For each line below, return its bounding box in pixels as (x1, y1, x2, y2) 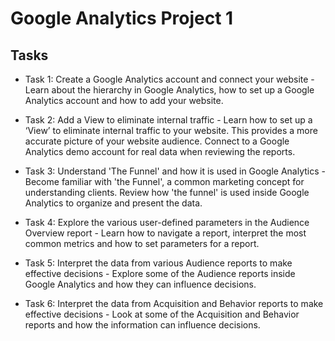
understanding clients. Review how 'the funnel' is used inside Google (24, 187, 310, 198)
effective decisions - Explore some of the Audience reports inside (24, 268, 296, 279)
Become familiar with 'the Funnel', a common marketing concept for (24, 176, 305, 187)
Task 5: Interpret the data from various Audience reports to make (24, 257, 293, 269)
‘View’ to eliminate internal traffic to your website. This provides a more (24, 125, 318, 136)
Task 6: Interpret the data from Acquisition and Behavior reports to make (24, 298, 324, 309)
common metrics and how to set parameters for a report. (24, 238, 260, 249)
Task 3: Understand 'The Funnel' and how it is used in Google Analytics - (24, 165, 326, 177)
